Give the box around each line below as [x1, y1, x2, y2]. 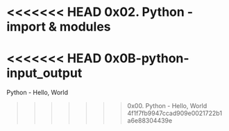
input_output [6, 65, 83, 81]
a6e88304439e [127, 116, 173, 125]
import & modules [6, 19, 111, 35]
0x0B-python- [104, 51, 189, 67]
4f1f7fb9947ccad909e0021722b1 [127, 109, 223, 118]
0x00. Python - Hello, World [127, 102, 207, 110]
